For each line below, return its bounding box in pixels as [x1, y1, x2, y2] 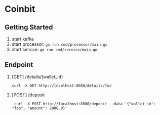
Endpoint [4, 60, 33, 69]
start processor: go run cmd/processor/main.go [11, 41, 108, 47]
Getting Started [4, 23, 53, 31]
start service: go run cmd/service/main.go [11, 47, 98, 52]
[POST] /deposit [11, 92, 45, 98]
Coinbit [4, 3, 36, 15]
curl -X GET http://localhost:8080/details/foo [11, 83, 112, 88]
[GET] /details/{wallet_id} [11, 74, 63, 80]
